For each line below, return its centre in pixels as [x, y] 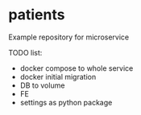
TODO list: [25, 52]
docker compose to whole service [77, 68]
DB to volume [42, 85]
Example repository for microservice [69, 37]
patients [37, 15]
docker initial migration [58, 76]
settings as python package [66, 102]
